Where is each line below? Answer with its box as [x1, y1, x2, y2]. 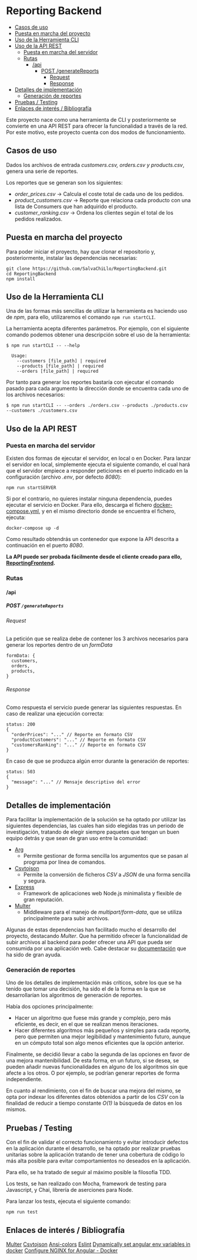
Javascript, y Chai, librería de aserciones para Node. [6, 1187, 133, 1194]
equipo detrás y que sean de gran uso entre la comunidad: [6, 835, 148, 842]
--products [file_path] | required [16, 363, 104, 369]
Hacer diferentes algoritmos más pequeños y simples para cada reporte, [14, 1027, 191, 1034]
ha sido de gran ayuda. [6, 951, 62, 958]
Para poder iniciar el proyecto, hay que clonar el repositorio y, [6, 248, 156, 255]
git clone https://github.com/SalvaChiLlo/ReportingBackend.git [6, 266, 167, 272]
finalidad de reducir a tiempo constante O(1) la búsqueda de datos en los [6, 1099, 182, 1107]
